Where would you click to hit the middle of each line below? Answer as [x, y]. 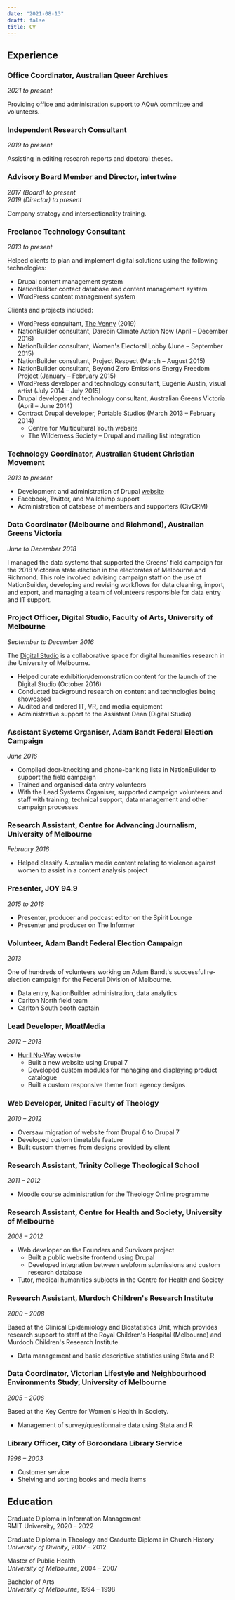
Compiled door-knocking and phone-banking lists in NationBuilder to [117, 770]
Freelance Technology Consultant [66, 231]
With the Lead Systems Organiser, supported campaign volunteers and [120, 792]
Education [30, 1501]
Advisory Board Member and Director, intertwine [92, 177]
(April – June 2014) [45, 405]
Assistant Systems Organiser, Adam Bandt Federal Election [110, 732]
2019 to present [30, 145]
